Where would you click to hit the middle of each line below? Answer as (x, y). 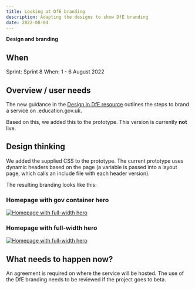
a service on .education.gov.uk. (44, 110)
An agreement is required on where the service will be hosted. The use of (95, 273)
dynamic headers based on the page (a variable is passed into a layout (92, 167)
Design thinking (36, 147)
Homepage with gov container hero (58, 200)
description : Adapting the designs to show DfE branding (77, 17)
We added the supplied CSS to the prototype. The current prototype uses (95, 161)
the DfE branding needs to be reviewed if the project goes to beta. (86, 280)
